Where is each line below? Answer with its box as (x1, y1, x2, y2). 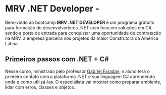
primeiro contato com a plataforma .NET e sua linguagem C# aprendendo (5, 73, 155, 80)
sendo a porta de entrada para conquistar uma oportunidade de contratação (5, 30, 162, 36)
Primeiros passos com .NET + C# (5, 55, 109, 64)
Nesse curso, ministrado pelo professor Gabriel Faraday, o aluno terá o (5, 68, 150, 74)
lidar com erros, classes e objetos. (5, 84, 75, 90)
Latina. (5, 40, 19, 46)
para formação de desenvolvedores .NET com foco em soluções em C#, (5, 24, 153, 30)
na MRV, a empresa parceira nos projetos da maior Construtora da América (5, 35, 159, 41)
